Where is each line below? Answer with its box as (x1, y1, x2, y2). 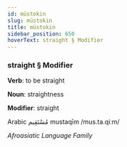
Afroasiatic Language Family (7, 131, 93, 140)
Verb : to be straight (7, 76, 66, 85)
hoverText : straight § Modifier (7, 37, 103, 44)
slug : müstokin (7, 17, 53, 24)
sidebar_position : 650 (7, 30, 75, 38)
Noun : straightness (7, 90, 64, 99)
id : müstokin (7, 10, 46, 18)
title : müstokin (7, 23, 56, 31)
